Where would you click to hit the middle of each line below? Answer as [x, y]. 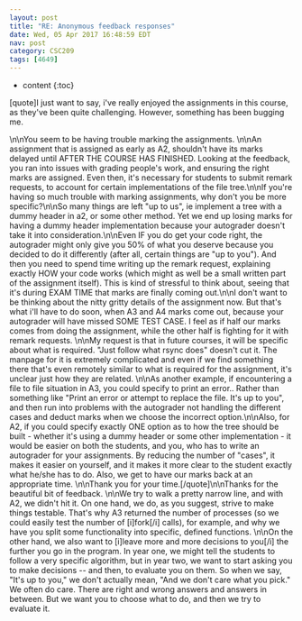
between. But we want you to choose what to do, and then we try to [135, 599]
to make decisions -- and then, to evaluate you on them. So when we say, [146, 570]
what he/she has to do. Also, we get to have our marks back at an [131, 475]
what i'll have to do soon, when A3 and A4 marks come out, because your [146, 311]
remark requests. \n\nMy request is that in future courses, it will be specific [149, 340]
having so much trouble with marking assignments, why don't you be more [148, 196]
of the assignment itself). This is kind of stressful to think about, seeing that [150, 283]
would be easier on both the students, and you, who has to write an [134, 446]
